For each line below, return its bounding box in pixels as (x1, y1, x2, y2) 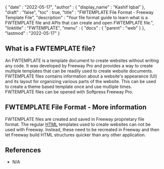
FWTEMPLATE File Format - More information (5, 103, 147, 112)
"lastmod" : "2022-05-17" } (5, 30, 60, 36)
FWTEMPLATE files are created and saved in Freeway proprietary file (5, 116, 144, 122)
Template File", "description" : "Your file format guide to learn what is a (5, 15, 148, 20)
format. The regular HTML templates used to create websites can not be (5, 121, 151, 127)
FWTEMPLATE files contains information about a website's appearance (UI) (5, 73, 158, 79)
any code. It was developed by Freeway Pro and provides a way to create (5, 62, 153, 68)
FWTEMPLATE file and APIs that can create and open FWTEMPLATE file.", (5, 20, 154, 26)
